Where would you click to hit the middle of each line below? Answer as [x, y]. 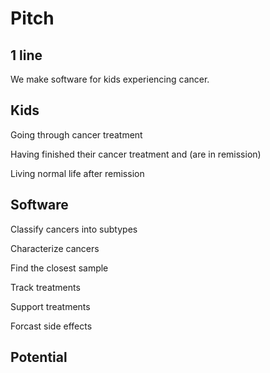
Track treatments [45, 287]
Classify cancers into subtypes [74, 229]
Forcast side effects [51, 326]
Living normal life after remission [77, 173]
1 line [26, 55]
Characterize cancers [55, 248]
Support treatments [50, 306]
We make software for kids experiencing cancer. [110, 79]
